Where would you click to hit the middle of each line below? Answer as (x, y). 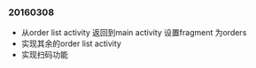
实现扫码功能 (44, 55)
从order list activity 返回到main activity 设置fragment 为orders (134, 33)
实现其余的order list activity (71, 44)
